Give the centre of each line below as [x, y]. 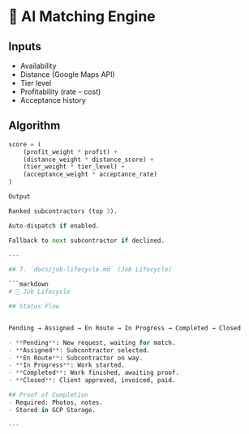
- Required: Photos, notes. [56, 402]
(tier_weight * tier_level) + [74, 167]
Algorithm [34, 126]
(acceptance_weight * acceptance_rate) [90, 174]
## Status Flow [34, 307]
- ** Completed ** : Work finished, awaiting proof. [94, 373]
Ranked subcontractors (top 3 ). [63, 211]
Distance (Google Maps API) [67, 74]
